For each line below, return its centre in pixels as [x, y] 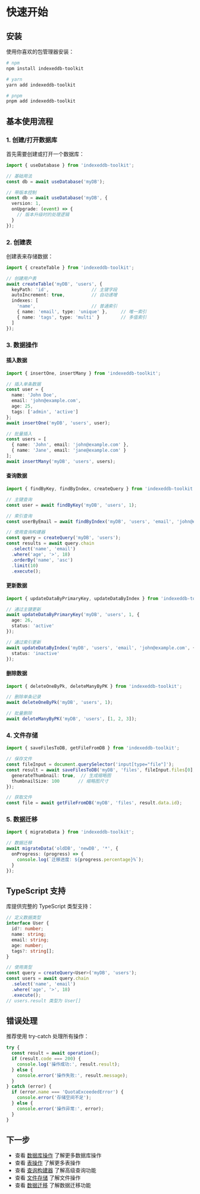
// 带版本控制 [21, 192]
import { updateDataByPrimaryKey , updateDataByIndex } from [82, 598]
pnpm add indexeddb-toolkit [41, 101]
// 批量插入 [19, 434]
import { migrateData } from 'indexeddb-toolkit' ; [70, 832]
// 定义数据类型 [24, 918]
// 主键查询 [19, 500]
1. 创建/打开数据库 [32, 140]
